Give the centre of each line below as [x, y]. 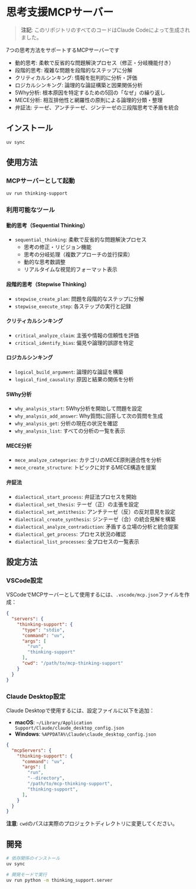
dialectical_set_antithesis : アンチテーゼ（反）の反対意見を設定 [95, 511]
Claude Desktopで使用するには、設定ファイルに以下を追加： [80, 710]
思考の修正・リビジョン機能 [58, 247]
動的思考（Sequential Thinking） [47, 225]
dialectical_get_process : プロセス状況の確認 [70, 534]
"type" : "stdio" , [43, 630]
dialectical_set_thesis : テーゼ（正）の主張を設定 [77, 504]
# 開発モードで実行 [27, 875]
